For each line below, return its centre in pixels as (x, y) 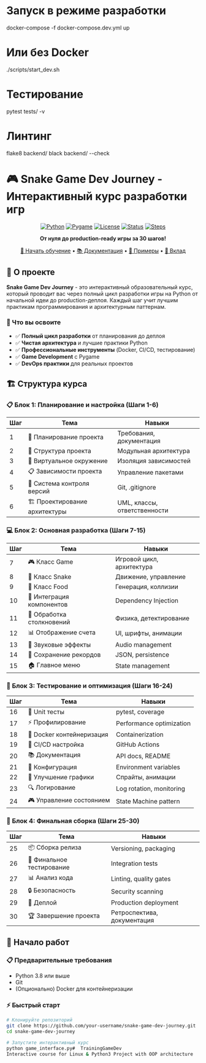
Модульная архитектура (154, 451)
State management (143, 666)
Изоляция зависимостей (154, 461)
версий (39, 491)
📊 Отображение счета (62, 632)
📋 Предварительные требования (59, 960)
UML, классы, (138, 502)
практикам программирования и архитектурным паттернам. (86, 306)
